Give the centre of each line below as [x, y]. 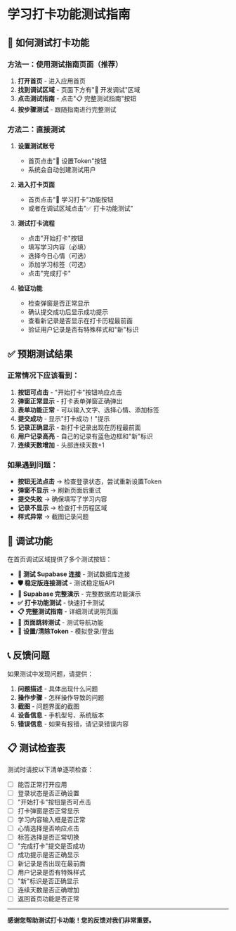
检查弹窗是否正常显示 [59, 304]
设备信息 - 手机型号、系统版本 [61, 715]
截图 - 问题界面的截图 [48, 706]
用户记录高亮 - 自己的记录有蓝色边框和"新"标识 [85, 436]
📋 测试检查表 [37, 748]
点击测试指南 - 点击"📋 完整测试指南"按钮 [77, 98]
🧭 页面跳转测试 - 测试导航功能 [60, 622]
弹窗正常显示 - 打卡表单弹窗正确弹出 [70, 401]
